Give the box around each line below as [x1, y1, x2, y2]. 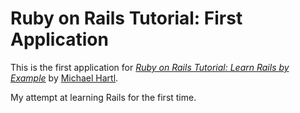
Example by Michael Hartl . [10, 72, 119, 84]
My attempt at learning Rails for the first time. [10, 91, 197, 103]
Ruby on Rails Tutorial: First [10, 7, 243, 30]
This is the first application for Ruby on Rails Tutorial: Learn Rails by [10, 61, 290, 73]
